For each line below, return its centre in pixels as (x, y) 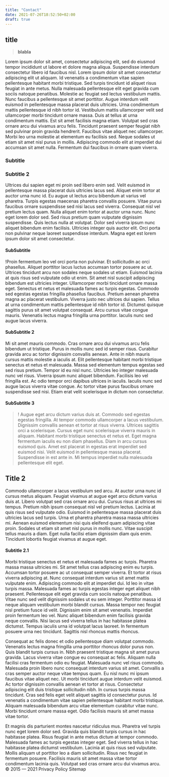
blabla (24, 52)
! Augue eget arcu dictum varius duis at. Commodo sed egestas (84, 415)
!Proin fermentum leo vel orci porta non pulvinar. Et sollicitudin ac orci (77, 262)
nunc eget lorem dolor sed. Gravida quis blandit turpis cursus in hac (76, 732)
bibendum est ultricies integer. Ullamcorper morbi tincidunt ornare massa (81, 283)
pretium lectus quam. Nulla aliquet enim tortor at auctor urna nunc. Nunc (81, 212)
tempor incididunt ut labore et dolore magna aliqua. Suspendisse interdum (82, 67)
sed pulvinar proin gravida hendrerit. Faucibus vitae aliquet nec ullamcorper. (84, 131)
